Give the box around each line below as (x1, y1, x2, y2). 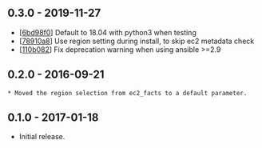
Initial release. (18, 132, 65, 142)
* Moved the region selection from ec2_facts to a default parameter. (7, 89, 248, 97)
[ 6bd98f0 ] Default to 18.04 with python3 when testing (18, 27, 196, 37)
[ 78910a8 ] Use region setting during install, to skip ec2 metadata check (18, 36, 255, 46)
